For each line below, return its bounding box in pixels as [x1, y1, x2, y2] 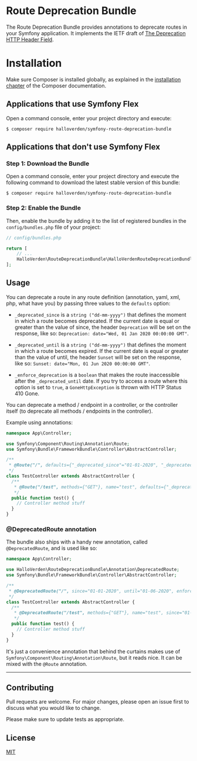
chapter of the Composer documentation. [6, 82, 107, 89]
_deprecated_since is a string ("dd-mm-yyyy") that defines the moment [14, 311, 186, 318]
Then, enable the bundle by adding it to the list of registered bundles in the [6, 217, 186, 224]
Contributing [6, 683, 54, 693]
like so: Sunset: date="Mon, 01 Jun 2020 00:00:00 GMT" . [14, 359, 151, 367]
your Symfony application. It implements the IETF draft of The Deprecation [6, 29, 186, 36]
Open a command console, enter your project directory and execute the [6, 173, 179, 180]
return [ [6, 245, 28, 252]
